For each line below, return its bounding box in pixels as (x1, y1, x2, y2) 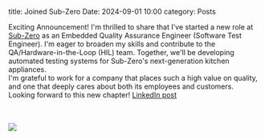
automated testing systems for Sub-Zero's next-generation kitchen (8, 56, 230, 66)
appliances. (8, 65, 47, 74)
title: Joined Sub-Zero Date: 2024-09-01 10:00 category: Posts (8, 7, 217, 16)
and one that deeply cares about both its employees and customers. (8, 81, 234, 91)
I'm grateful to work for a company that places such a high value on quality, (8, 73, 259, 82)
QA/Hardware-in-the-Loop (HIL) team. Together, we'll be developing (8, 48, 234, 57)
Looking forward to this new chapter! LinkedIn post (8, 90, 177, 99)
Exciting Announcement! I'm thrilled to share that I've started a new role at (8, 22, 254, 31)
